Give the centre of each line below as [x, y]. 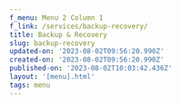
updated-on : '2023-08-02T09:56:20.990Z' [87, 52]
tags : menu [30, 85]
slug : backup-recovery [52, 43]
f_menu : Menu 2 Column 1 [56, 18]
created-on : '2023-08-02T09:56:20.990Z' [87, 60]
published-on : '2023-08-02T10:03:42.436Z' [91, 69]
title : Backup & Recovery [58, 34]
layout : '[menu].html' [52, 77]
